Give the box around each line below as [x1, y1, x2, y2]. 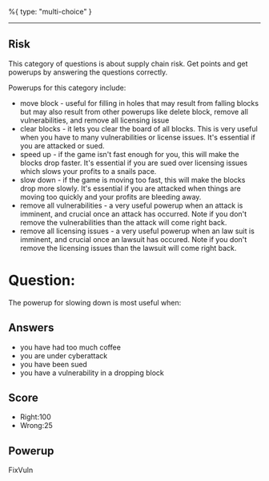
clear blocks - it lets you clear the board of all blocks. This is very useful [19, 123, 258, 133]
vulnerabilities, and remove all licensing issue [19, 115, 170, 125]
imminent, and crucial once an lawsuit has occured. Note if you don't [19, 234, 247, 244]
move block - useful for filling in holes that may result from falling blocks [19, 98, 259, 107]
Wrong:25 [19, 421, 54, 430]
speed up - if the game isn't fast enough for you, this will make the [19, 149, 239, 159]
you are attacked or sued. [19, 140, 106, 151]
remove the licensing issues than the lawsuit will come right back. [19, 243, 237, 253]
